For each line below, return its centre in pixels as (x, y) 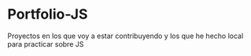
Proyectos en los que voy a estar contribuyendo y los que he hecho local (125, 36)
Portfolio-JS (48, 14)
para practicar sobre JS (46, 44)
